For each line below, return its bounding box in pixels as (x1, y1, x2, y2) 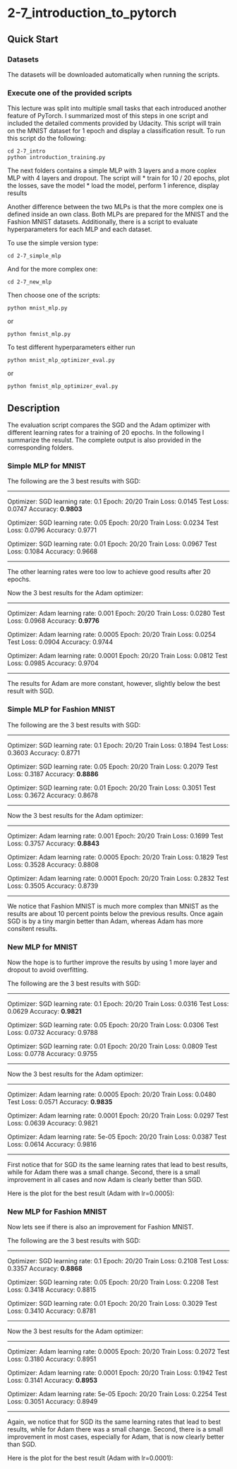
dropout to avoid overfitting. (7, 965, 89, 973)
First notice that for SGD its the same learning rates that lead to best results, (7, 1160, 228, 1169)
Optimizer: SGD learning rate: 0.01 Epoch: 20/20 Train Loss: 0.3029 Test (7, 1299, 217, 1308)
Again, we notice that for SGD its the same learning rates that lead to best (7, 1417, 221, 1426)
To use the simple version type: (7, 239, 99, 247)
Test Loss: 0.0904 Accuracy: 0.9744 (7, 638, 114, 646)
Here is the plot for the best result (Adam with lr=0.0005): (7, 1189, 175, 1198)
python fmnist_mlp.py (7, 331, 71, 338)
